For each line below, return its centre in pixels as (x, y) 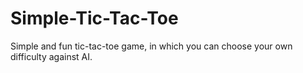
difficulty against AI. (51, 56)
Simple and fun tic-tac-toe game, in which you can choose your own (151, 46)
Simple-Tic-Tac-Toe (94, 18)
